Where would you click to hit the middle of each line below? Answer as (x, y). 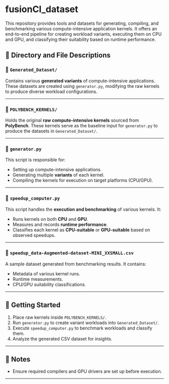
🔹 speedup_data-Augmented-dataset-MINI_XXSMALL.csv (70, 253)
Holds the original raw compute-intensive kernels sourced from (72, 120)
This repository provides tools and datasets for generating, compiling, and (82, 23)
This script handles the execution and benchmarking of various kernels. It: (83, 209)
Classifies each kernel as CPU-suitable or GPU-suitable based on (81, 230)
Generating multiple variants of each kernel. (58, 175)
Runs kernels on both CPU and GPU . (50, 219)
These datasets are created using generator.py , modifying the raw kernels (82, 86)
